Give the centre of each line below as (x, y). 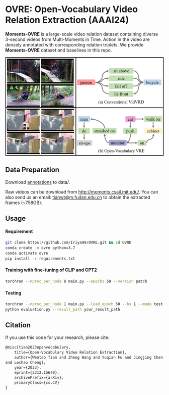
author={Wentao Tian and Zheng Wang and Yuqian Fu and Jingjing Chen (89, 357)
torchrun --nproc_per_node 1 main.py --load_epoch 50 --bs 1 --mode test (84, 304)
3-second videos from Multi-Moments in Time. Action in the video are (77, 39)
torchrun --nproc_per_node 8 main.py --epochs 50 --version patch (76, 281)
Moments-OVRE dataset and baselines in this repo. (59, 50)
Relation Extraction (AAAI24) (67, 20)
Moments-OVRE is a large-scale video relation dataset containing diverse (82, 34)
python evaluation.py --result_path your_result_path (63, 310)
